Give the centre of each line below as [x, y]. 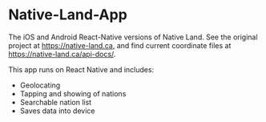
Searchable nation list [56, 102]
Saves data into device [57, 111]
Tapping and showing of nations [73, 93]
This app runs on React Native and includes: [81, 69]
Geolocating [40, 85]
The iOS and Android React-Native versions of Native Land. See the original [133, 37]
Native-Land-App [68, 15]
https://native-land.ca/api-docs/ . [62, 54]
